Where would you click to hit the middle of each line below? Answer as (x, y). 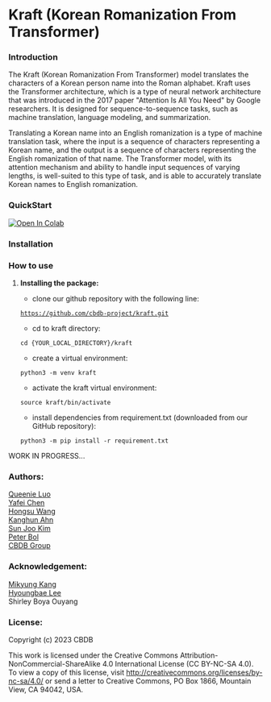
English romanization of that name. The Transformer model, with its (120, 159)
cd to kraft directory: (66, 328)
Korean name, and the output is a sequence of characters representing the (132, 150)
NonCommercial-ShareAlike (54, 663)
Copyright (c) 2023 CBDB (51, 639)
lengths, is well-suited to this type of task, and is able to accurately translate (135, 176)
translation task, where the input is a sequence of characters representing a (134, 142)
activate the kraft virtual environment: (94, 388)
